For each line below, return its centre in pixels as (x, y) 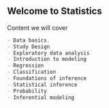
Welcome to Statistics (54, 11)
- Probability (27, 91)
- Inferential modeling (41, 97)
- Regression (26, 66)
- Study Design (29, 46)
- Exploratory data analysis (48, 53)
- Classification (32, 72)
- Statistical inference (42, 85)
